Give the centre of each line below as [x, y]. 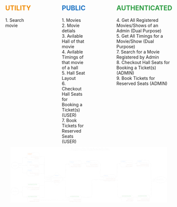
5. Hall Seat [73, 73]
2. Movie [71, 25]
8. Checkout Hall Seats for [143, 62]
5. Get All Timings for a [140, 36]
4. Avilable [72, 52]
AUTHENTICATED [144, 8]
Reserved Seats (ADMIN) [142, 83]
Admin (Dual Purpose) [139, 31]
